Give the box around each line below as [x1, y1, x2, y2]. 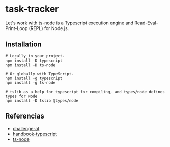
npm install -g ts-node [5, 80, 56, 85]
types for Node [5, 94, 38, 99]
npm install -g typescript [5, 76, 63, 81]
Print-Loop [5, 25, 28, 31]
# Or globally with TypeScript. [5, 71, 74, 76]
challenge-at [12, 125, 40, 131]
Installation [5, 40, 42, 49]
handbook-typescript [12, 131, 58, 137]
